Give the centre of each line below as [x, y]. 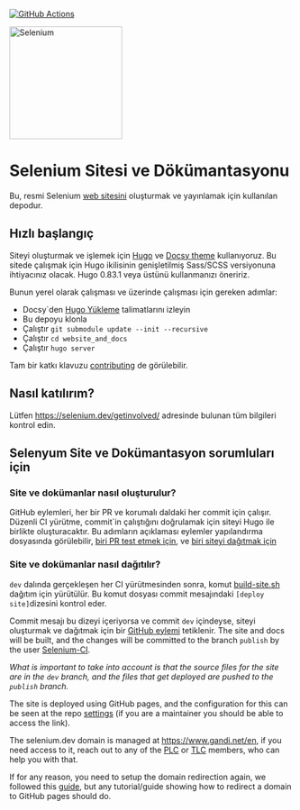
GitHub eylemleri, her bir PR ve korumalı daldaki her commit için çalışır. [141, 513]
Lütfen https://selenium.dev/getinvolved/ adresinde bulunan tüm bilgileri [143, 415]
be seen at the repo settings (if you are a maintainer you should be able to [146, 713]
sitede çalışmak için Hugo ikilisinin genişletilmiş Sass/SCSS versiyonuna [143, 265]
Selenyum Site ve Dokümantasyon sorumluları [142, 453]
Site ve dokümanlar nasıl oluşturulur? [93, 493]
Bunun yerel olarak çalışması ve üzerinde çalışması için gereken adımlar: [143, 292]
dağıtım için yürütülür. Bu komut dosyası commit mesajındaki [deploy [137, 594]
